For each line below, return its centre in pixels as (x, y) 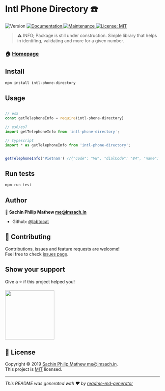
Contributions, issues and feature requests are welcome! (62, 249)
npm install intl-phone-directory (41, 83)
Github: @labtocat (30, 222)
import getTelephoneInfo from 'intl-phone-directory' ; (62, 132)
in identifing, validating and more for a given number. (70, 41)
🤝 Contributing (28, 237)
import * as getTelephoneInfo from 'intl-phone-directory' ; (68, 145)
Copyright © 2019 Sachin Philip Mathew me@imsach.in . (62, 364)
